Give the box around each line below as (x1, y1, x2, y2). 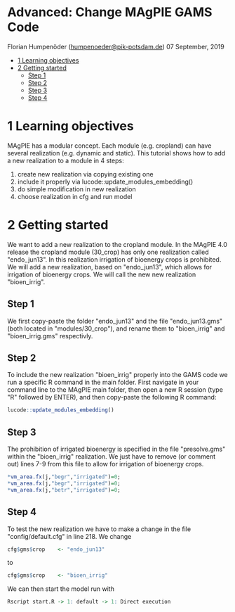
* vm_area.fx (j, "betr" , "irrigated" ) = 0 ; (7, 486, 121, 493)
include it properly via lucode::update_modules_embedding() (17, 177, 194, 186)
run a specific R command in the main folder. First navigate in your (7, 378, 199, 387)
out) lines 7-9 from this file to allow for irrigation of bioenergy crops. (7, 460, 204, 468)
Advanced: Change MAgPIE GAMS (7, 4, 213, 20)
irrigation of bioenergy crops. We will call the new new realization (7, 270, 196, 279)
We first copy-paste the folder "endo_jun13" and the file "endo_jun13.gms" (7, 317, 223, 325)
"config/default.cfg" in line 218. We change (7, 532, 132, 540)
